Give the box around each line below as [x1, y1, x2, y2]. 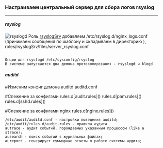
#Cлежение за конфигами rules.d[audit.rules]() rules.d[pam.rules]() [5, 94, 142, 99]
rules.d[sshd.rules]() [5, 99, 46, 104]
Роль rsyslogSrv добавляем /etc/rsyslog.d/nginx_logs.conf [28, 33, 148, 39]
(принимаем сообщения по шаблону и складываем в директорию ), [5, 38, 147, 45]
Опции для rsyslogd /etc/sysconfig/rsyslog [5, 57, 95, 62]
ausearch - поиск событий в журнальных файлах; [5, 134, 103, 139]
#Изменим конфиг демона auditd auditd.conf [5, 84, 98, 90]
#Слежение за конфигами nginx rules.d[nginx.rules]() [5, 108, 114, 114]
